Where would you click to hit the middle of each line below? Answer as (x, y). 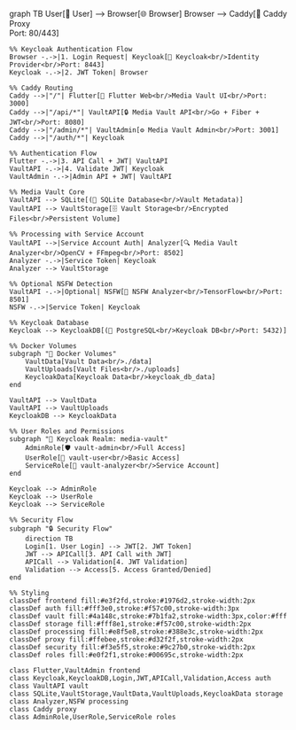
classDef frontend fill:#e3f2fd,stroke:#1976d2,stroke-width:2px (132, 601)
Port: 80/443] (34, 33)
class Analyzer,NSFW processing (69, 702)
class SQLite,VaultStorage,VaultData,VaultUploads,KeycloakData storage (146, 694)
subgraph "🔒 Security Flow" (61, 529)
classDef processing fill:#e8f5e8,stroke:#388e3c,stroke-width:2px (136, 632)
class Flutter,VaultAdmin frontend (75, 671)
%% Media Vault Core (47, 192)
